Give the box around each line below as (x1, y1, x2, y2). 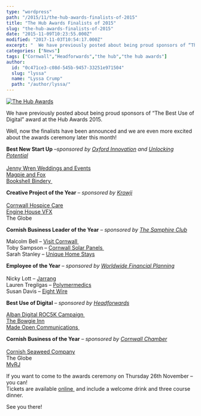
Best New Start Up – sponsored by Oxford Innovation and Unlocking (6, 145, 174, 152)
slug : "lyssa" (11, 70, 47, 76)
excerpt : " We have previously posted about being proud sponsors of (6, 43, 186, 49)
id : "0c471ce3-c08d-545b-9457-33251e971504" (11, 64, 124, 71)
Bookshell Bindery (6, 178, 51, 184)
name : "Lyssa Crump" (11, 76, 63, 82)
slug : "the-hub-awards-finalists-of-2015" (6, 25, 114, 32)
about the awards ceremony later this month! (6, 134, 117, 141)
